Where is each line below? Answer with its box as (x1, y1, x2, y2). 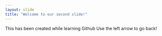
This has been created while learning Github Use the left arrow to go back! (5, 25, 158, 31)
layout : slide (5, 7, 35, 12)
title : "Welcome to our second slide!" (5, 12, 88, 17)
